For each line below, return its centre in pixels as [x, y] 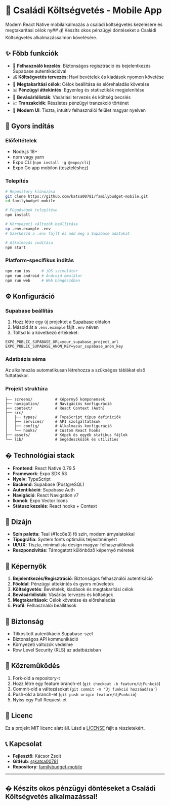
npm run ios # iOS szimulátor [42, 271]
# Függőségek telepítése [31, 210]
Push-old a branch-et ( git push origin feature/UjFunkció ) [75, 694]
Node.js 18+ [25, 151]
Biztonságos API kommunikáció [45, 639]
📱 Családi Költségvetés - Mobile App [83, 10]
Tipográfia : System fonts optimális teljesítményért [65, 539]
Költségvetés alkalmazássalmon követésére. [51, 37]
